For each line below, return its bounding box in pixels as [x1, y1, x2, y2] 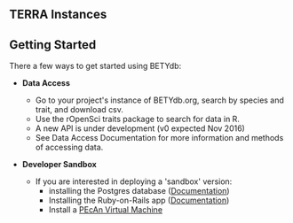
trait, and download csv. [35, 104, 124, 115]
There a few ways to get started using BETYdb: [9, 61, 182, 72]
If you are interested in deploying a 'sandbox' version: [35, 176, 233, 187]
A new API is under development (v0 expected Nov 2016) [35, 123, 246, 134]
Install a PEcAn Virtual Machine [48, 204, 162, 215]
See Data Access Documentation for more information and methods [35, 133, 284, 143]
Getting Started [9, 37, 97, 52]
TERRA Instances [9, 7, 107, 22]
